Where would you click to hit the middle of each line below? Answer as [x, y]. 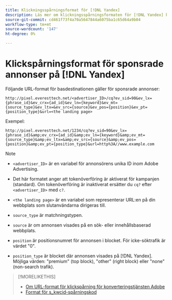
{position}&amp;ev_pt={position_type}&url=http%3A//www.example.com [80, 144]
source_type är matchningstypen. [48, 215]
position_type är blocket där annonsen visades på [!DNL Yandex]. [82, 256]
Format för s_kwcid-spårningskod [61, 292]
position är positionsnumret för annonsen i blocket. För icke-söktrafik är [89, 240]
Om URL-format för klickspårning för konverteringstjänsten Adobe [95, 286]
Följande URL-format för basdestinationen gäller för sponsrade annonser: [83, 89]
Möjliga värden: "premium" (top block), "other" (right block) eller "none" [89, 261]
